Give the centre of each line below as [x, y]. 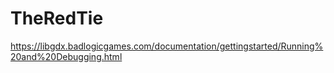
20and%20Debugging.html [66, 56]
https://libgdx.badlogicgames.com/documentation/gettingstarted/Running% [167, 46]
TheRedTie [57, 18]
